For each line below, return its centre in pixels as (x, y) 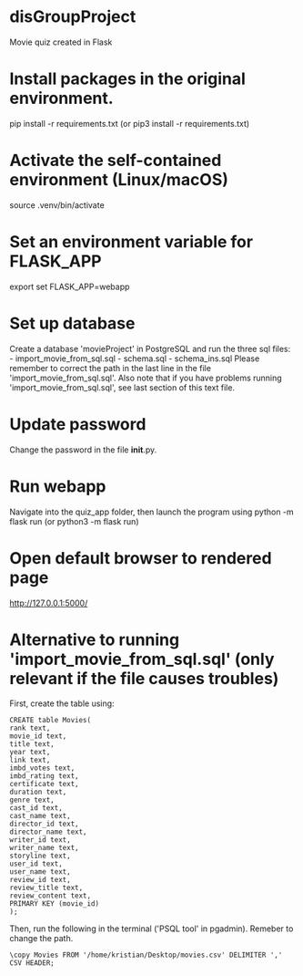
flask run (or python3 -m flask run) (74, 521)
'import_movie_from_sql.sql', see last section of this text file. (122, 387)
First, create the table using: (62, 703)
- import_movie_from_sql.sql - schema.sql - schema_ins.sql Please (135, 358)
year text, (30, 753)
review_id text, (40, 880)
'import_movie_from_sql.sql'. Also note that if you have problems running (146, 378)
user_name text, (40, 872)
